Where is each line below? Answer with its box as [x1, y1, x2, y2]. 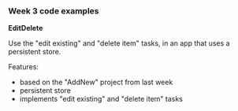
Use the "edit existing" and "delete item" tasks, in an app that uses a [8, 39, 230, 48]
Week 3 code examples [8, 6, 99, 17]
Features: [8, 62, 39, 72]
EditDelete [8, 24, 43, 33]
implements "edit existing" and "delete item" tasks [19, 94, 184, 104]
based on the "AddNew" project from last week [19, 77, 173, 87]
